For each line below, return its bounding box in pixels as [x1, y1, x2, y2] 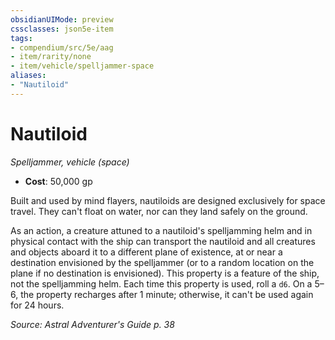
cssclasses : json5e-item [10, 24, 114, 34]
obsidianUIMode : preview [10, 14, 114, 25]
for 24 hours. [10, 299, 65, 311]
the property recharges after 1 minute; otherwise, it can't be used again [20, 288, 314, 300]
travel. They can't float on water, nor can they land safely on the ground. [10, 205, 308, 217]
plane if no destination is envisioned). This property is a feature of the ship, [10, 267, 320, 279]
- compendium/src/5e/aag [10, 42, 114, 53]
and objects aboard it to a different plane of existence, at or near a [10, 246, 283, 258]
